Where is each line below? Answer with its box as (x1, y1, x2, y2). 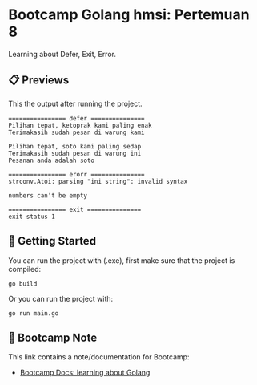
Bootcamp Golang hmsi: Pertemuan (8, 6, 250, 24)
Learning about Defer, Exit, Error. (8, 49, 116, 59)
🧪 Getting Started (8, 234, 97, 248)
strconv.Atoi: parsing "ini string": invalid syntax (8, 177, 188, 185)
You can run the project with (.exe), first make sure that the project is (8, 255, 235, 265)
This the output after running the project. (8, 99, 143, 108)
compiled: (8, 264, 42, 274)
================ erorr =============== (8, 170, 146, 178)
